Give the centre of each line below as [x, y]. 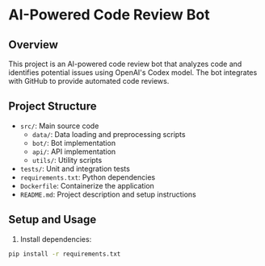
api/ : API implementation [74, 152]
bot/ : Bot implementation [74, 143]
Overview [34, 45]
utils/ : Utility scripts [67, 160]
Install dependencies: [56, 239]
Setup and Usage [53, 220]
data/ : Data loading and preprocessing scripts [109, 134]
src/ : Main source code [59, 126]
